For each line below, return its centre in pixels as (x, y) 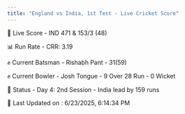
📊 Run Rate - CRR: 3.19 (40, 46)
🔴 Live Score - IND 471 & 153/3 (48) (57, 33)
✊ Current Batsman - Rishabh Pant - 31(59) (67, 62)
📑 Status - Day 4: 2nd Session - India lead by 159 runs (83, 89)
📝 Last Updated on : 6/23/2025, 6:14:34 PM (69, 102)
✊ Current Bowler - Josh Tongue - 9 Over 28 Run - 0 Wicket (91, 76)
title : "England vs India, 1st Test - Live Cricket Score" (93, 13)
